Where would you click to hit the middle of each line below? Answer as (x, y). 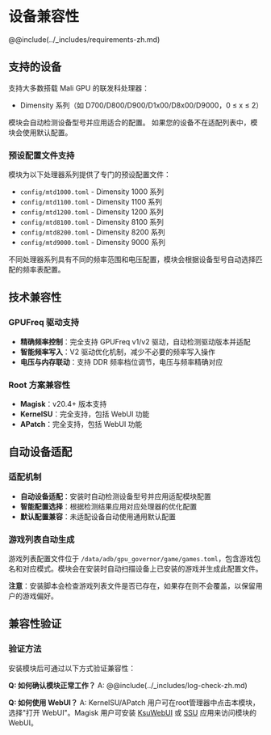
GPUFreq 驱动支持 (44, 323)
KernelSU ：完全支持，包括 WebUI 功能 (85, 414)
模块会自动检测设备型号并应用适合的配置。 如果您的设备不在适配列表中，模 (133, 122)
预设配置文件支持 (42, 155)
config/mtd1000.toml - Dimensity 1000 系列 (92, 192)
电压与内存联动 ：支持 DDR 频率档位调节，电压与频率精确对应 (121, 361)
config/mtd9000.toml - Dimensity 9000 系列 (92, 243)
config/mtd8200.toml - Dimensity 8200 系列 (92, 232)
